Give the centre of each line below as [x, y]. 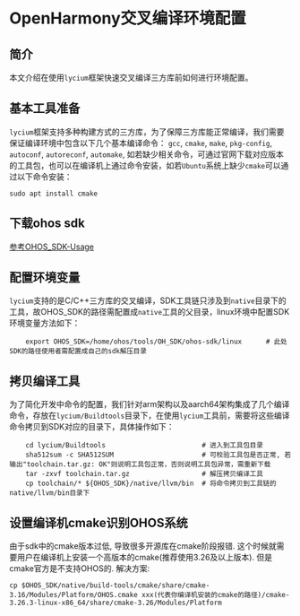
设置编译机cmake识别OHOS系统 [99, 522]
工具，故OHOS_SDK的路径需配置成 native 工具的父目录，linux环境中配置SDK [150, 312]
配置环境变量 [45, 278]
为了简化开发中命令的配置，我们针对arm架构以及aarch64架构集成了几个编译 [150, 404]
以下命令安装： [44, 177]
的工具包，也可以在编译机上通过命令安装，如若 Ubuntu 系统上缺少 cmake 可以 [145, 165]
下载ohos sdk [47, 224]
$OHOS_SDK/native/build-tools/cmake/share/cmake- [116, 586]
